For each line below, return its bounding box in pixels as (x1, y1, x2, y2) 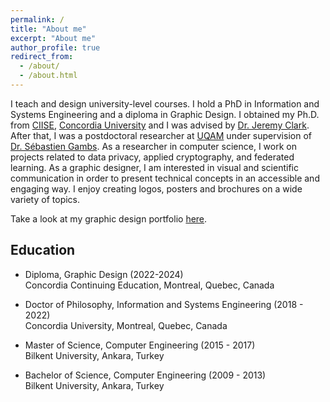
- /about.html (19, 71, 78, 81)
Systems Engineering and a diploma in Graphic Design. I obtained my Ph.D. (10, 108, 320, 120)
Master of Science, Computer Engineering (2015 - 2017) (24, 339, 256, 351)
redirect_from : (10, 52, 74, 62)
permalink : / (10, 14, 65, 25)
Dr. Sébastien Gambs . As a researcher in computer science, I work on (10, 140, 297, 152)
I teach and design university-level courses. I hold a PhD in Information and (10, 97, 320, 110)
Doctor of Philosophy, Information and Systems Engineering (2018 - (24, 298, 304, 310)
